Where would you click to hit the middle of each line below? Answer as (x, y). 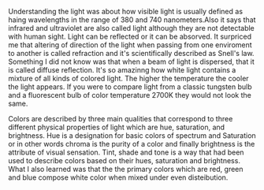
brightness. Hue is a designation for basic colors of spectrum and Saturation (132, 136)
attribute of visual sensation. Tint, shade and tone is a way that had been (126, 152)
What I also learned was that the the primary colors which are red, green (126, 169)
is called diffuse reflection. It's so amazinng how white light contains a (122, 70)
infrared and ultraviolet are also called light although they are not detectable (131, 28)
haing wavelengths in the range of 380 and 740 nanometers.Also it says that (132, 20)
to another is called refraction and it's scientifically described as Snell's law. (131, 53)
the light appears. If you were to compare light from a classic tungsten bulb (130, 87)
